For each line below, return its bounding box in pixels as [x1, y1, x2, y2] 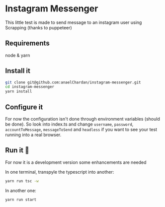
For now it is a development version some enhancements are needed [5, 159, 147, 165]
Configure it [5, 103, 43, 111]
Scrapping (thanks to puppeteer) [5, 24, 72, 30]
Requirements [5, 39, 50, 48]
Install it [5, 67, 31, 75]
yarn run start [5, 197, 37, 202]
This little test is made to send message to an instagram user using [5, 19, 142, 25]
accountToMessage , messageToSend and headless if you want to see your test [5, 127, 158, 132]
